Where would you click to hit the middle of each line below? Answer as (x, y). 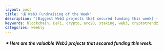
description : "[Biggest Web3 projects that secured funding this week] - (82, 18)
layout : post (18, 9)
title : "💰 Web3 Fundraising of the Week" (48, 14)
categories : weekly (25, 28)
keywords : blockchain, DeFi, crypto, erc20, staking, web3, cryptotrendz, (83, 23)
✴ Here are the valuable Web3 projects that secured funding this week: (79, 43)
